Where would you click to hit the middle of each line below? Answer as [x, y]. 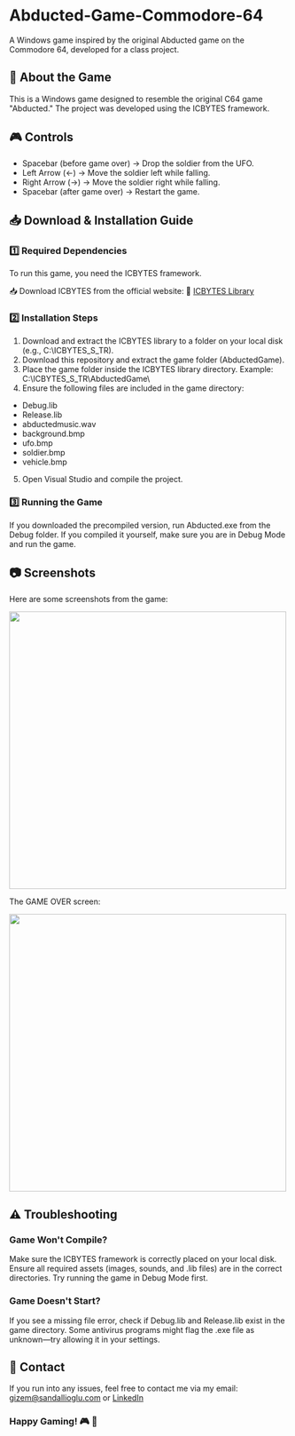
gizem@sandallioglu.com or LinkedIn [77, 1398]
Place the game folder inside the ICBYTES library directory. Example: [147, 369]
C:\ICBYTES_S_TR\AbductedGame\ [86, 378]
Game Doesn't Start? [55, 1301]
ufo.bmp [37, 443]
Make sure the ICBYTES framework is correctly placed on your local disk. [143, 1259]
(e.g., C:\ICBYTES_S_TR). [68, 350]
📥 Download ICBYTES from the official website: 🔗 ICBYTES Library [132, 291]
